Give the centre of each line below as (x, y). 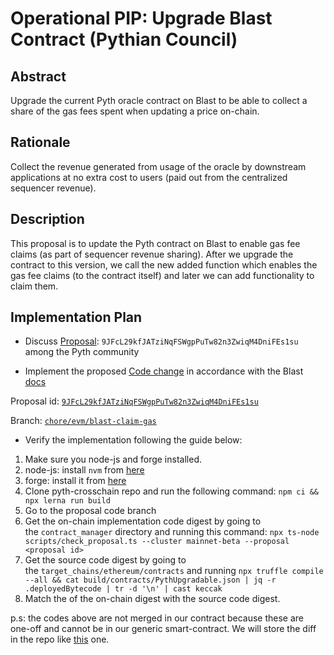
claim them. (34, 286)
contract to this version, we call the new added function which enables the (164, 264)
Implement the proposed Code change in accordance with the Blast (164, 371)
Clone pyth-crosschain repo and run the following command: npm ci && (172, 491)
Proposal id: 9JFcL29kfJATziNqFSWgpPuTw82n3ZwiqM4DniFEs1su (134, 401)
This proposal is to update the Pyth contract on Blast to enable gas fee (155, 243)
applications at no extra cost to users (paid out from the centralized (149, 177)
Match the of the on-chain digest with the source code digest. (152, 599)
